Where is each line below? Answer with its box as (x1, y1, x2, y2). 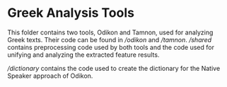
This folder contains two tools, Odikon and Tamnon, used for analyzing (7, 28, 214, 36)
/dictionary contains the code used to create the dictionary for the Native (7, 64, 221, 72)
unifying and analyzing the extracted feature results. (7, 51, 160, 59)
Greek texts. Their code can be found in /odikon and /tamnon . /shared (7, 35, 212, 43)
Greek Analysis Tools (7, 5, 134, 21)
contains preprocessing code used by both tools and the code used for (7, 43, 214, 51)
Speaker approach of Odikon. (7, 72, 93, 80)
